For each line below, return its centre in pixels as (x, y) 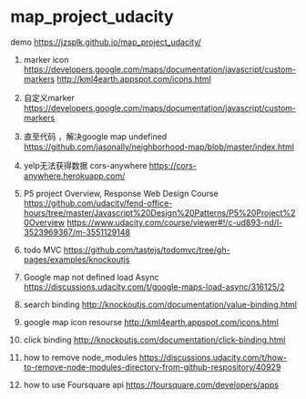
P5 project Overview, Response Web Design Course (121, 193)
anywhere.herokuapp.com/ (74, 176)
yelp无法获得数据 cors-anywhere (85, 165)
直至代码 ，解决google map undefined (95, 136)
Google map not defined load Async (91, 277)
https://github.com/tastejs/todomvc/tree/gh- (147, 250)
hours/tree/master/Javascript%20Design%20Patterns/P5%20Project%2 (159, 212)
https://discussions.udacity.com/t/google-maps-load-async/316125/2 (154, 286)
